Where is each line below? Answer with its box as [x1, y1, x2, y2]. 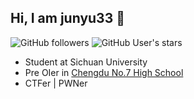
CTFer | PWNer [24, 77, 88, 89]
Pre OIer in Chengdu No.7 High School [24, 66, 184, 78]
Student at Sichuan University [24, 56, 148, 68]
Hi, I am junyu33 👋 [10, 10, 125, 27]
